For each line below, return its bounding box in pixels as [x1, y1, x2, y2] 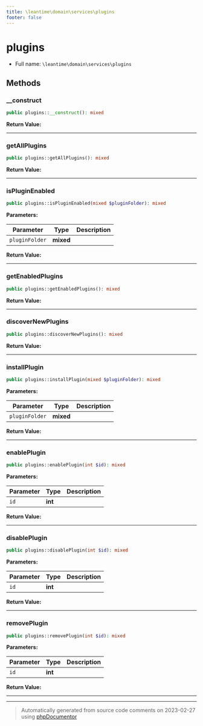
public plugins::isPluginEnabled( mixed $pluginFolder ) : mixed [6, 201, 166, 207]
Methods [6, 78, 41, 88]
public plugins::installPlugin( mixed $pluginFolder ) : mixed [6, 376, 161, 382]
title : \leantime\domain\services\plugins [6, 8, 115, 15]
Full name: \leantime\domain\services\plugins [14, 60, 132, 68]
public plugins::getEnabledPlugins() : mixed [6, 286, 120, 292]
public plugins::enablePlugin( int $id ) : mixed [6, 462, 126, 468]
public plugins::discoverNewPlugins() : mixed [6, 331, 123, 337]
